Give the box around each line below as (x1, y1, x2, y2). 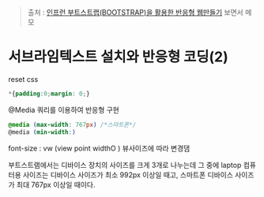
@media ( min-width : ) (8, 128, 77, 136)
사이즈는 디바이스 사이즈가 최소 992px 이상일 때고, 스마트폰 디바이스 (22, 169, 233, 180)
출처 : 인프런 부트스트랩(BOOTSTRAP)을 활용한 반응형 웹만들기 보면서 (27, 8, 243, 17)
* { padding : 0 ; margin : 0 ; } (8, 90, 90, 98)
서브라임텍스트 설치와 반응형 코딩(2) (8, 48, 229, 66)
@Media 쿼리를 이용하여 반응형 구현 (8, 105, 120, 114)
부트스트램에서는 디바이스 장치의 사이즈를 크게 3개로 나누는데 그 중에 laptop (8, 160, 242, 169)
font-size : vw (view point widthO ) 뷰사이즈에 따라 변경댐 (8, 143, 190, 153)
